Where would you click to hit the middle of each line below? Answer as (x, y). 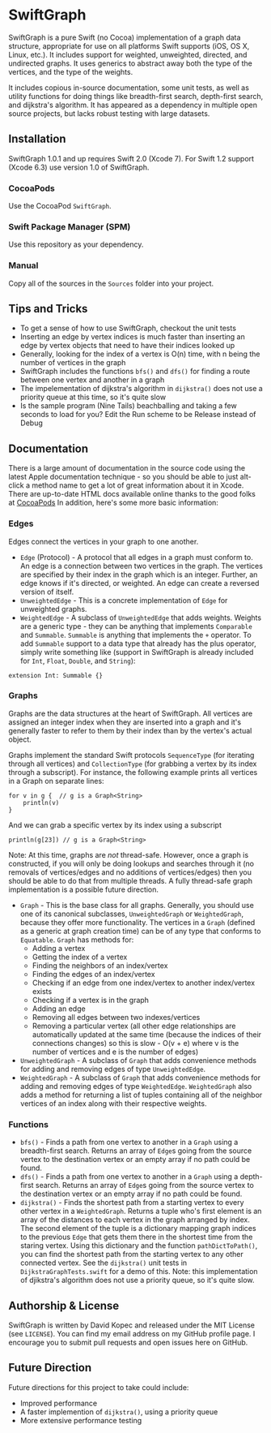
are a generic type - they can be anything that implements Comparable (136, 626)
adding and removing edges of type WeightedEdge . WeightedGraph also (136, 1086)
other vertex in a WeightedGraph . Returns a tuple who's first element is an (141, 1211)
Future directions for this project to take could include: (99, 1387)
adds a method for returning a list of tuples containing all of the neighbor (141, 1095)
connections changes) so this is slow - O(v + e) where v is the (135, 1043)
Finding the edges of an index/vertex (93, 974)
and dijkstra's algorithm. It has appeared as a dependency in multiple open (133, 105)
